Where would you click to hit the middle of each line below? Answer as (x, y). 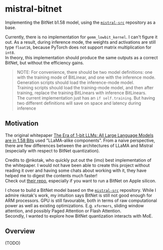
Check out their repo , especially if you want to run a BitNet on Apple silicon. (81, 181)
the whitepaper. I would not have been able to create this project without (77, 165)
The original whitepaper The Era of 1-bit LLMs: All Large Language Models (79, 135)
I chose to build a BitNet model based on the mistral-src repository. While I (81, 190)
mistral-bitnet (33, 9)
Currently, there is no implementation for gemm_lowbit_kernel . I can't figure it (81, 37)
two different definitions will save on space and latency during (79, 103)
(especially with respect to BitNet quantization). (53, 150)
